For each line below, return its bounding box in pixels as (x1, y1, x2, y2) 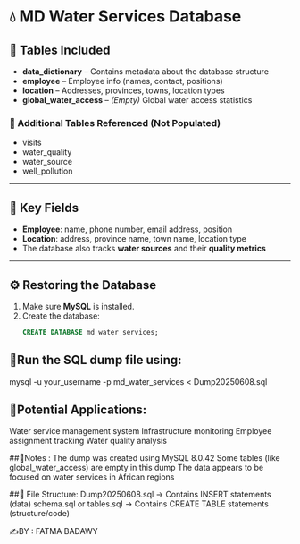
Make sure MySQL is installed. (21, 301, 135, 311)
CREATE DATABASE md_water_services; (21, 327, 159, 336)
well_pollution (21, 166, 73, 176)
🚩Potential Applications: (9, 403, 147, 417)
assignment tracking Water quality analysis (9, 436, 168, 446)
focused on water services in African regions (9, 472, 175, 482)
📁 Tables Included (9, 42, 111, 57)
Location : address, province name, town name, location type (21, 234, 247, 244)
